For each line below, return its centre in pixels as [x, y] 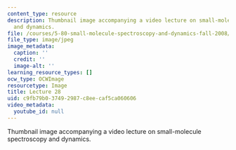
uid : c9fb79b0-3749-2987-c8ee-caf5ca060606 [72, 99]
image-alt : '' [34, 66]
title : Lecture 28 [34, 92]
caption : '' [31, 53]
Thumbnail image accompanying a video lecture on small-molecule [104, 131]
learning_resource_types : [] [50, 72]
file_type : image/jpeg [40, 40]
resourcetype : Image [38, 86]
